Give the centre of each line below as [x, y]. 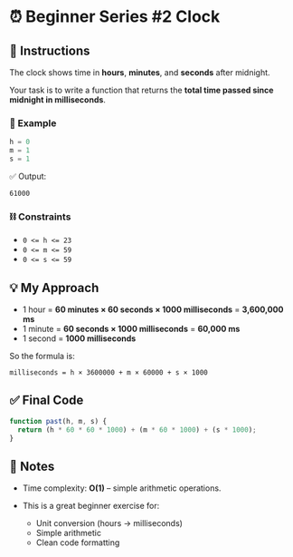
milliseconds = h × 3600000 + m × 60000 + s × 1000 [109, 373]
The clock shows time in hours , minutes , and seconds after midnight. [140, 73]
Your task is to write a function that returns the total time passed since [142, 90]
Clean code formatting [78, 542]
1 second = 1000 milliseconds [79, 338]
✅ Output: [28, 176]
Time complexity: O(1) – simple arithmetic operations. [122, 488]
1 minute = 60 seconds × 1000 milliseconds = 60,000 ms [131, 329]
